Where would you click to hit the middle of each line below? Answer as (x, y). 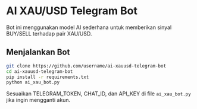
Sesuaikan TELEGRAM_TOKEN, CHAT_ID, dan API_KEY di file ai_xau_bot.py (99, 94)
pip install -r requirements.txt (48, 77)
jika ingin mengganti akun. (38, 100)
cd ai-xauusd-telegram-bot (40, 71)
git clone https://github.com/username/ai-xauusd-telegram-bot (86, 66)
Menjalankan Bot (38, 52)
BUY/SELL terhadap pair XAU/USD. (49, 33)
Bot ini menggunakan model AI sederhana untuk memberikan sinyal (89, 27)
